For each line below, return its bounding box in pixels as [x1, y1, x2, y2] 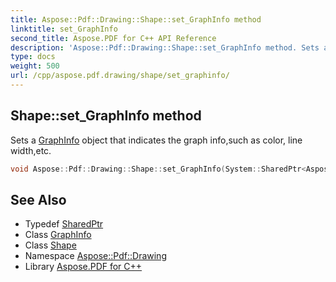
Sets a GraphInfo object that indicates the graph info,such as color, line [10, 134, 303, 146]
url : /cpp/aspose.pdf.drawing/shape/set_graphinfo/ [10, 71, 230, 81]
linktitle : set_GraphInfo [10, 24, 118, 34]
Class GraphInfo [24, 229, 92, 241]
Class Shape [24, 239, 77, 251]
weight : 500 [10, 61, 60, 71]
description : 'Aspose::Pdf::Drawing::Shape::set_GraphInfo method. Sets [10, 42, 320, 53]
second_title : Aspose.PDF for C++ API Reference [10, 33, 217, 43]
